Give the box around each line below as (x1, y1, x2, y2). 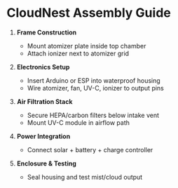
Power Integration (16, 132, 71, 140)
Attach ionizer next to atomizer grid (27, 49, 130, 58)
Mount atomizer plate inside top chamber (27, 41, 146, 50)
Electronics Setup (16, 62, 70, 71)
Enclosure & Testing (16, 159, 76, 168)
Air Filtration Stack (16, 97, 73, 106)
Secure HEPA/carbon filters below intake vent (27, 111, 159, 119)
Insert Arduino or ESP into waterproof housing (27, 76, 160, 85)
